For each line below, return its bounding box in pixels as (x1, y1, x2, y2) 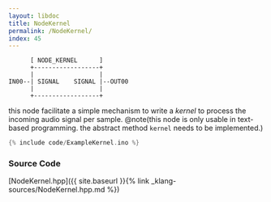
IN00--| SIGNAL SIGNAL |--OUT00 (8, 78, 129, 86)
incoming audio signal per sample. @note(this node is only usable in (8, 115, 237, 124)
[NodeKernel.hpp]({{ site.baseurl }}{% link (8, 176, 150, 186)
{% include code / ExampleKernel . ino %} (8, 139, 140, 147)
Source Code (8, 158, 61, 170)
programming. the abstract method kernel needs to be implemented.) (31, 123, 264, 133)
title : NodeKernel (8, 19, 71, 27)
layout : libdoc (8, 11, 60, 20)
